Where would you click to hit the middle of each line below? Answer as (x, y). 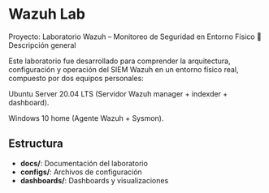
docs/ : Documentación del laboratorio (84, 163)
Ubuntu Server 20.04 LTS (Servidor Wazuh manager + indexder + (118, 93)
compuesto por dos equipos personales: (76, 78)
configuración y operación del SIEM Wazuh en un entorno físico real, (124, 69)
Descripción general (42, 45)
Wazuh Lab (47, 14)
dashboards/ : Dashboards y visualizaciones (94, 180)
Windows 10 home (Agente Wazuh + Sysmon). (86, 118)
